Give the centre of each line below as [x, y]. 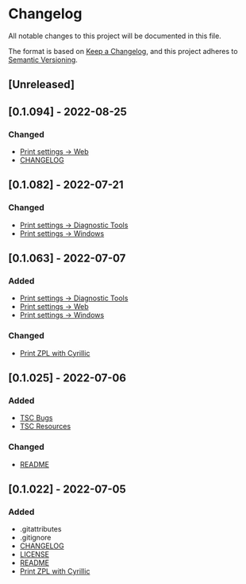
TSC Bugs [36, 418]
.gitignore [35, 538]
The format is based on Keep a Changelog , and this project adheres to [123, 51]
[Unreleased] [42, 85]
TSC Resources [45, 427]
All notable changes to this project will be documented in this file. [115, 36]
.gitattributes [40, 529]
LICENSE [35, 555]
